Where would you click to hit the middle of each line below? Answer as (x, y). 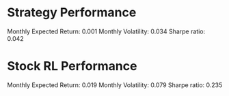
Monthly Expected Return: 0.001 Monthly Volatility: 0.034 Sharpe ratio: (106, 31)
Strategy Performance (72, 13)
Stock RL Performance (72, 66)
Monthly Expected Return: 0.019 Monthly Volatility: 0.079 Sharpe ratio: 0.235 (115, 85)
